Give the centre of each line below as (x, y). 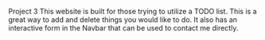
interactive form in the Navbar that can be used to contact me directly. (123, 28)
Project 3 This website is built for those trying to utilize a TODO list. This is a (132, 11)
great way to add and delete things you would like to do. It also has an (123, 20)
